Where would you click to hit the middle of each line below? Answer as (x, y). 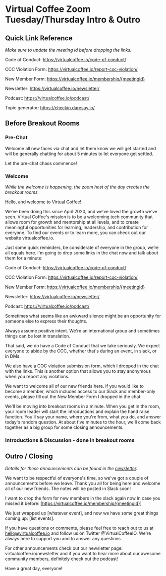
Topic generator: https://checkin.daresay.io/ (50, 108)
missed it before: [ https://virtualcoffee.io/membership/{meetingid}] (74, 503)
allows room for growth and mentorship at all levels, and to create (72, 222)
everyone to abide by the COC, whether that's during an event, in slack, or (81, 351)
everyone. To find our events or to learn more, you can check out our (76, 233)
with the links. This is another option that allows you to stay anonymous (78, 371)
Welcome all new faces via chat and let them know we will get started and (81, 148)
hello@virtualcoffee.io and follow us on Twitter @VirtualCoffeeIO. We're (78, 533)
